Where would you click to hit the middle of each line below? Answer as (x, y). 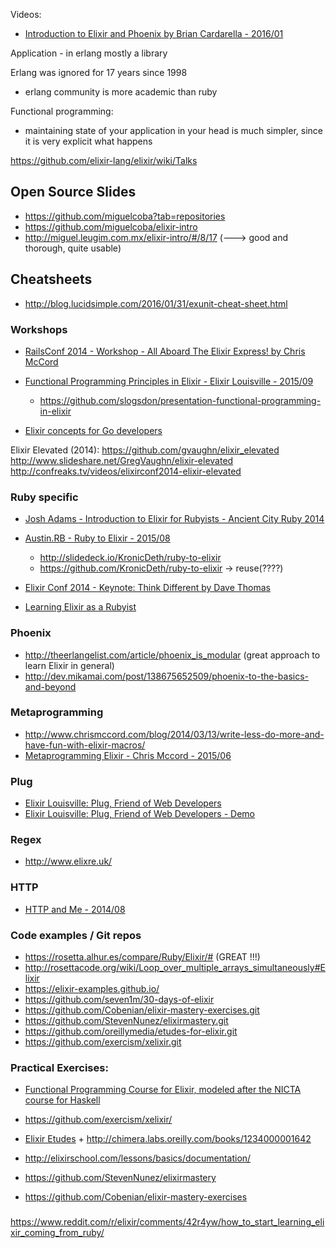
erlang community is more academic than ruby (121, 92)
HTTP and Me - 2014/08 (75, 909)
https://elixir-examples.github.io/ (92, 988)
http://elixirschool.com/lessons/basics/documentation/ (138, 1158)
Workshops (39, 329)
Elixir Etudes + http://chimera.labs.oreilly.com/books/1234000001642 (168, 1139)
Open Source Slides (73, 192)
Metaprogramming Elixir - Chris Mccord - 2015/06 (128, 755)
